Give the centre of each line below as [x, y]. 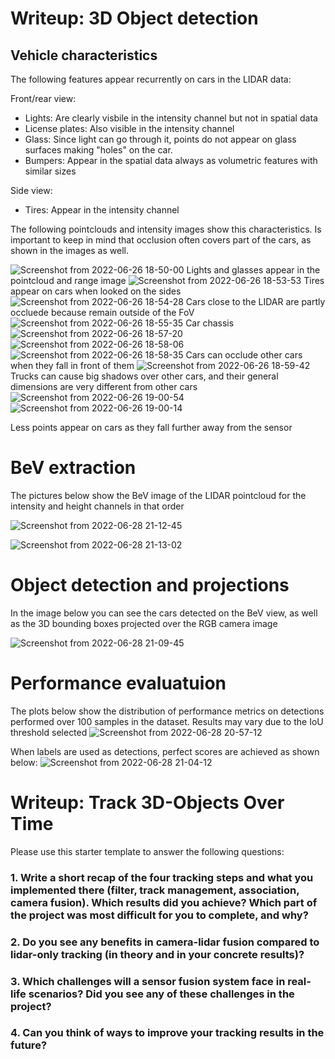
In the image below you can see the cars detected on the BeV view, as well [164, 613]
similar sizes [50, 171]
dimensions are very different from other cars [104, 386]
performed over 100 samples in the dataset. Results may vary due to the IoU [167, 721]
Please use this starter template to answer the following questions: [147, 851]
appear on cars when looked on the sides [96, 291]
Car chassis [210, 323]
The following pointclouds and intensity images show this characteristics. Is [166, 229]
